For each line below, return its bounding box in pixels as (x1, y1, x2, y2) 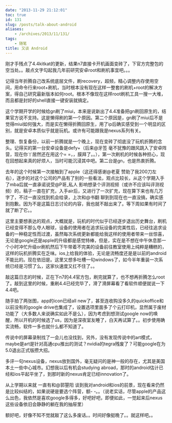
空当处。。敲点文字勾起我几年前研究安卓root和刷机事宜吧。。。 (5, 67, 133, 73)
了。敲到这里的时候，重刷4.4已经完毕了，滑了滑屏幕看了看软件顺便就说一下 (5, 280, 165, 286)
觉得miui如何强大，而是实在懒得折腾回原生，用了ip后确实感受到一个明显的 (5, 121, 162, 127)
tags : (5, 36, 17, 42)
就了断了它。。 (5, 207, 35, 213)
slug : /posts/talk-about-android (5, 22, 77, 27)
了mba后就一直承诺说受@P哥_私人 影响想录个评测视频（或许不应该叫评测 (5, 181, 160, 188)
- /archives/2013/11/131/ (14, 31, 70, 36)
